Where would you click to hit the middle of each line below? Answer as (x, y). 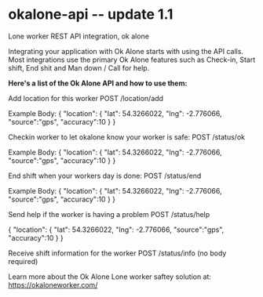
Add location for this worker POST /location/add (86, 98)
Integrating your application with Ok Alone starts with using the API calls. (126, 51)
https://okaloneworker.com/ (53, 284)
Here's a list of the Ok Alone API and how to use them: (98, 83)
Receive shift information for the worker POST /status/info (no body (117, 253)
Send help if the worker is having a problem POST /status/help (109, 214)
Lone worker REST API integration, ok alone (79, 36)
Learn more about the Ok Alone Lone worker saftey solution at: (110, 277)
